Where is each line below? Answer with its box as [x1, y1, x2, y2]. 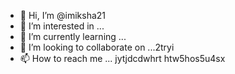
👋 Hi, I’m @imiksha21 [19, 10, 107, 21]
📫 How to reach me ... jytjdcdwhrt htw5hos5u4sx [19, 53, 226, 64]
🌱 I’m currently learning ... [19, 31, 127, 42]
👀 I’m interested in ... [19, 20, 105, 32]
